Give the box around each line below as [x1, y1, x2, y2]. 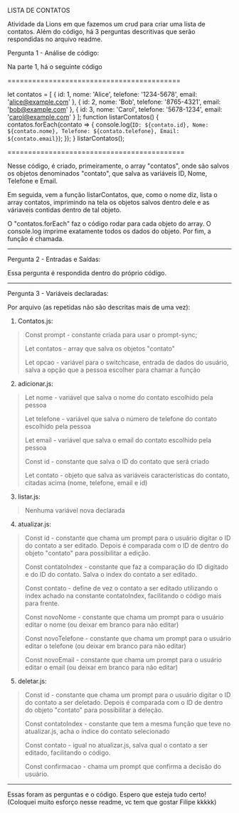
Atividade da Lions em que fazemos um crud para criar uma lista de [7, 20, 206, 28]
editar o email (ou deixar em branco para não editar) [24, 663, 179, 671]
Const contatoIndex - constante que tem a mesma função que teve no [24, 720, 231, 728]
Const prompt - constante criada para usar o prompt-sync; [24, 331, 198, 339]
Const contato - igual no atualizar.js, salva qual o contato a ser [24, 741, 208, 749]
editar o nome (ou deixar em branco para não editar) [24, 620, 179, 629]
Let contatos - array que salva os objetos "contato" [24, 344, 176, 353]
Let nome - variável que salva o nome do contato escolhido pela [24, 393, 213, 401]
